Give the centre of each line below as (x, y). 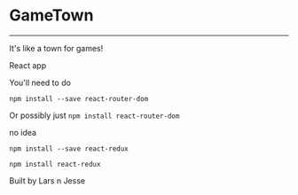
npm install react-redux (55, 164)
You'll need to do (40, 82)
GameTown (51, 16)
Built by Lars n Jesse (47, 180)
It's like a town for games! (56, 48)
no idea (23, 132)
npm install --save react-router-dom (79, 98)
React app (28, 65)
